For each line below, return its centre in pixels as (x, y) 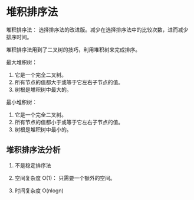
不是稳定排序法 (33, 165)
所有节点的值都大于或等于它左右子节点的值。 (69, 82)
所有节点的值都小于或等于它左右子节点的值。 (69, 122)
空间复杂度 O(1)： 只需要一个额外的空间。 (65, 178)
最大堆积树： (22, 62)
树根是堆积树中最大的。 (43, 89)
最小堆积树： (22, 102)
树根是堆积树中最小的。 (43, 129)
